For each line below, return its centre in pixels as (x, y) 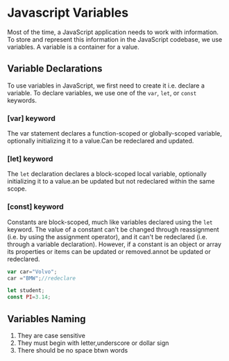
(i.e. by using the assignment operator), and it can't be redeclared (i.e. (107, 236)
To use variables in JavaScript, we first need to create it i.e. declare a (106, 86)
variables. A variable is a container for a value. (74, 47)
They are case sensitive (51, 335)
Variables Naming (46, 319)
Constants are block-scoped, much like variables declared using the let (110, 222)
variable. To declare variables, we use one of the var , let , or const (102, 93)
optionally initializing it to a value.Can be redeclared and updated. (101, 141)
